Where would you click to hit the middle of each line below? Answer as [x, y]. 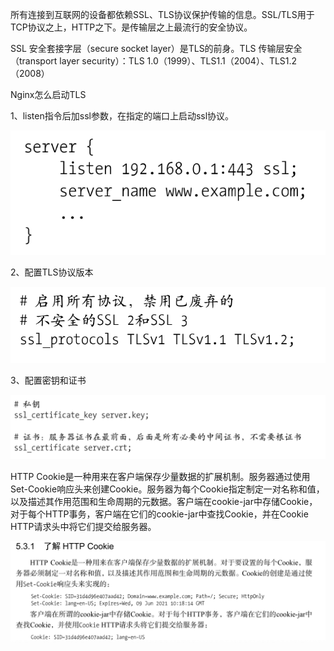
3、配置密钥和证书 [48, 380]
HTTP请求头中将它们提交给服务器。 [83, 527]
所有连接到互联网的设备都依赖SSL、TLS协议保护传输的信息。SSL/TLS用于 [162, 14]
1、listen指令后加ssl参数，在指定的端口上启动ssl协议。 [122, 116]
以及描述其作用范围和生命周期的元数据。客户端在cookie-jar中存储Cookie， [164, 502]
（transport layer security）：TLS [77, 61]
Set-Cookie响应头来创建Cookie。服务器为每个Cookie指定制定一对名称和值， [167, 489]
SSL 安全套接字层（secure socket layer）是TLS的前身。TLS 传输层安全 [156, 48]
